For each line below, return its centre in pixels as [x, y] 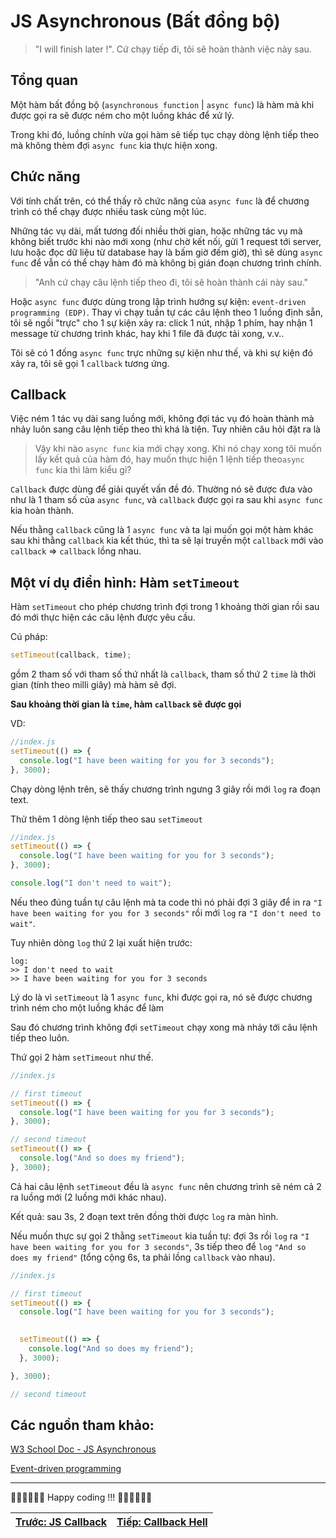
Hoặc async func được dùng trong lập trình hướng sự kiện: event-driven [158, 301]
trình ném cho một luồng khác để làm [87, 1007]
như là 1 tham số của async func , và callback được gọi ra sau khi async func [166, 500]
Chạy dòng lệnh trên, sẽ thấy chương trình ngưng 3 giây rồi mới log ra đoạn [165, 789]
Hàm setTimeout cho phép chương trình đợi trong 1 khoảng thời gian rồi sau [165, 607]
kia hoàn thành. [42, 511]
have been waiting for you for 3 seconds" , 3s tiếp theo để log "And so [158, 1246]
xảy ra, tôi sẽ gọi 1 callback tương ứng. [90, 363]
